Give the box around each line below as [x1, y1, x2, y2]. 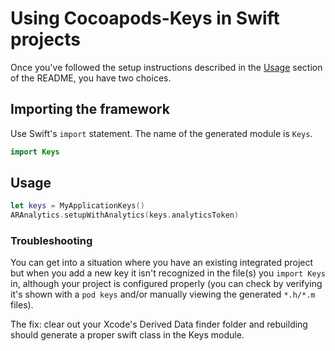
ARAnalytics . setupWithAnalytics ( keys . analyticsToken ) [10, 210, 240, 221]
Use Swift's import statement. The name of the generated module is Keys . [10, 127, 313, 139]
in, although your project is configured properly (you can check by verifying [10, 278, 323, 290]
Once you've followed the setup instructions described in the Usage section [10, 61, 323, 73]
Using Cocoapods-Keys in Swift [10, 7, 280, 30]
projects [10, 28, 82, 51]
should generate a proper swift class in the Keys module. [10, 329, 245, 341]
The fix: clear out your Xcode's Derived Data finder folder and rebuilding [10, 318, 308, 331]
